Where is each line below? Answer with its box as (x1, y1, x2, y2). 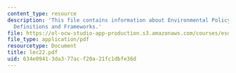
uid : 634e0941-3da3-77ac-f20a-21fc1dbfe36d (7, 56, 137, 63)
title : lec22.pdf (7, 49, 58, 56)
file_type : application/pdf (7, 36, 90, 43)
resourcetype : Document (7, 42, 77, 49)
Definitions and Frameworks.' (13, 23, 102, 30)
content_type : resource (7, 10, 77, 17)
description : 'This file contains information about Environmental (7, 17, 209, 24)
